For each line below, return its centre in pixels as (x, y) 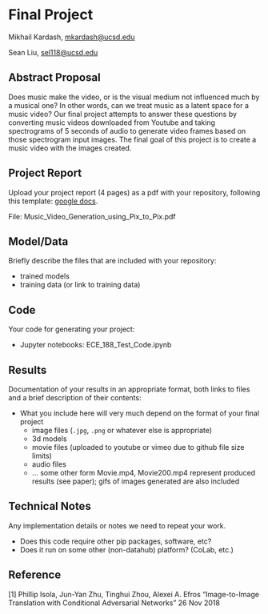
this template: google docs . (53, 201)
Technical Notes (50, 506)
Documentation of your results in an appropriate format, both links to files (129, 389)
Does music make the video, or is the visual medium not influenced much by (134, 97)
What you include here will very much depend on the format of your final (140, 413)
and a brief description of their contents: (75, 397)
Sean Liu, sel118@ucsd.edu (53, 52)
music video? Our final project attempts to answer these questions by (123, 114)
